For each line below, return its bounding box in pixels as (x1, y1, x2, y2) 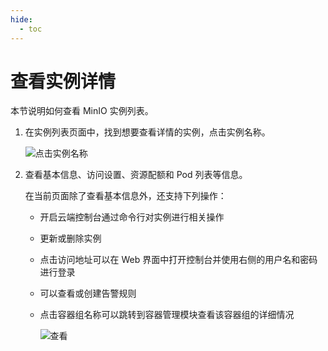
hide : (10, 14, 33, 25)
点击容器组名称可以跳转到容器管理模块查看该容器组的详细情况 (39, 309, 295, 321)
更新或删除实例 (39, 232, 102, 245)
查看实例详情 (10, 70, 117, 93)
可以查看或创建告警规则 (39, 287, 137, 300)
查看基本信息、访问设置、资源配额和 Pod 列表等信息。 (24, 169, 248, 181)
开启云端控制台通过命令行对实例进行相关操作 (39, 211, 225, 223)
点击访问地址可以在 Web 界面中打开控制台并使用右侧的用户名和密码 (39, 254, 318, 266)
